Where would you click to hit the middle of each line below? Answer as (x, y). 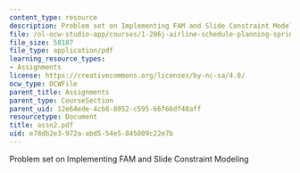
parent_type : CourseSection (62, 100)
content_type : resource (54, 17)
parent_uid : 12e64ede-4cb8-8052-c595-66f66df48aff (105, 109)
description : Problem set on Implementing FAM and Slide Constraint (139, 26)
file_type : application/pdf (62, 51)
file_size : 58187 (42, 42)
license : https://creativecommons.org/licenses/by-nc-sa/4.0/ (127, 76)
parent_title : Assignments (59, 92)
